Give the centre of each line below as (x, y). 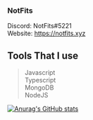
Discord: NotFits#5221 (39, 26)
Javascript (40, 73)
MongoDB (39, 88)
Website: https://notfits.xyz (46, 33)
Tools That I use (43, 55)
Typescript (40, 80)
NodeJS (36, 95)
